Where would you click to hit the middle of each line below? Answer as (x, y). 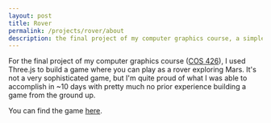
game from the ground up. (52, 95)
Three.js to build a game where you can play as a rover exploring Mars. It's (132, 70)
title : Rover (30, 23)
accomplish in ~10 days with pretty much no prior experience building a (127, 87)
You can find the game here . (56, 111)
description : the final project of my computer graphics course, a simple (137, 38)
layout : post (30, 16)
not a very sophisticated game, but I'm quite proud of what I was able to (128, 78)
